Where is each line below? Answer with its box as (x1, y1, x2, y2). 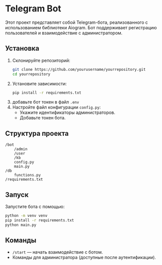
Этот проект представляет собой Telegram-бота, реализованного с (5, 19, 148, 25)
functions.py (14, 173, 41, 178)
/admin (14, 147, 28, 152)
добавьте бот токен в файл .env (12, 99, 79, 105)
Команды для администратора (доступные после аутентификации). (12, 255, 156, 261)
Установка (5, 44, 40, 53)
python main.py (5, 222, 37, 227)
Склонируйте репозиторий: (12, 57, 70, 63)
